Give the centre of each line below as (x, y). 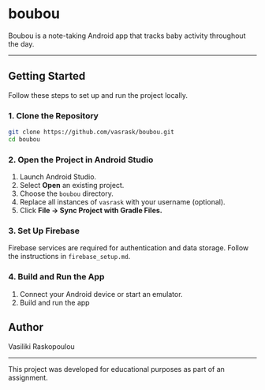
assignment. (28, 377)
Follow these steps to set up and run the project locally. (98, 95)
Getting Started (47, 76)
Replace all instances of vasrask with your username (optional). (123, 202)
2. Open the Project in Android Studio (81, 159)
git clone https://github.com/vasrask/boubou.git (91, 132)
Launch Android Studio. (58, 177)
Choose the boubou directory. (67, 193)
